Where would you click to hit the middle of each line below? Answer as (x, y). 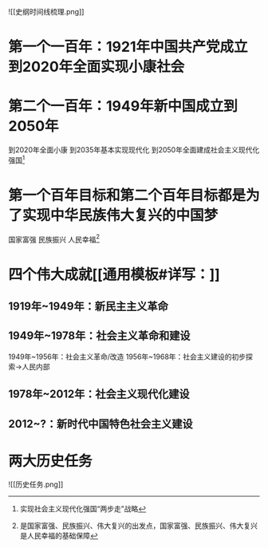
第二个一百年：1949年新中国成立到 (123, 106)
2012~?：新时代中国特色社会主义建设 (100, 424)
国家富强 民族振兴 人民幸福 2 (54, 239)
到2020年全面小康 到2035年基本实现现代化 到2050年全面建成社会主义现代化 (134, 150)
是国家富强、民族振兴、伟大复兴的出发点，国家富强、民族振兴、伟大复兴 (138, 526)
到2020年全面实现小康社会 (97, 67)
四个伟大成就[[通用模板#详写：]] (114, 274)
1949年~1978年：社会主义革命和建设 (99, 336)
